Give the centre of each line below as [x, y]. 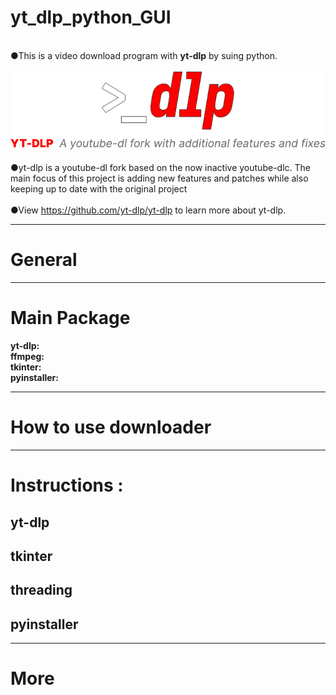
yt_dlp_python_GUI [91, 17]
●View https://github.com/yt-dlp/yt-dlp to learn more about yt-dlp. [148, 210]
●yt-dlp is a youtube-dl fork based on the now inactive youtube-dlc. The [160, 168]
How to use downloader [111, 427]
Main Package [70, 318]
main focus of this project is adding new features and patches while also [159, 178]
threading [41, 590]
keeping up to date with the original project [99, 189]
